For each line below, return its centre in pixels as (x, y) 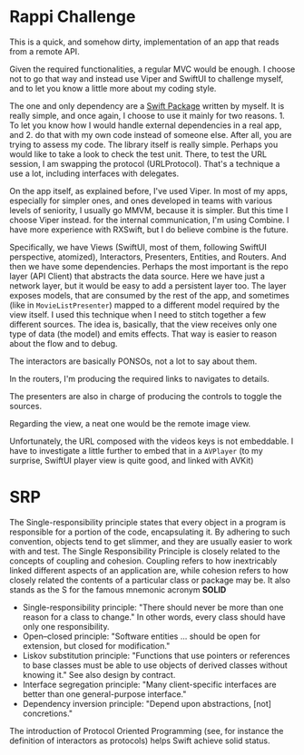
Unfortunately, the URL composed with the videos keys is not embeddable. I (152, 441)
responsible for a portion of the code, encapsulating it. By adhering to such (150, 532)
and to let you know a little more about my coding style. (113, 88)
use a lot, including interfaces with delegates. (94, 173)
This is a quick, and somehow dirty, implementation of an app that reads (144, 42)
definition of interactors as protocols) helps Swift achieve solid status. (140, 740)
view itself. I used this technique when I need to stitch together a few (138, 314)
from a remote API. (44, 51)
